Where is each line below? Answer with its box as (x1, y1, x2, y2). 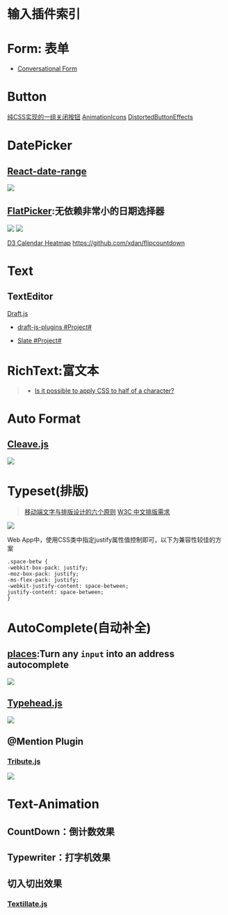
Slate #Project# (17, 336, 62, 345)
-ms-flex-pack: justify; (7, 576, 79, 583)
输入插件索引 (7, 6, 81, 22)
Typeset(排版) (7, 483, 89, 499)
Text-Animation (7, 796, 99, 812)
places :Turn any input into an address (7, 648, 175, 660)
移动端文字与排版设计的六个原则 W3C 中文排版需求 (24, 507, 170, 516)
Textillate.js (7, 899, 48, 909)
